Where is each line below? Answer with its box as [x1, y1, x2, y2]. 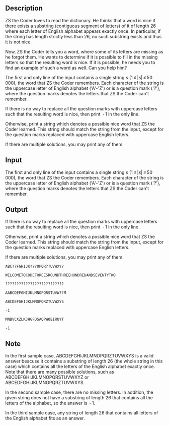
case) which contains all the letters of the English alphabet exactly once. [5, 363, 155, 370]
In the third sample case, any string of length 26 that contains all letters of [5, 410, 158, 416]
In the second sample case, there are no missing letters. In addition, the [5, 389, 153, 395]
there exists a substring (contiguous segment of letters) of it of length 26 [5, 23, 156, 29]
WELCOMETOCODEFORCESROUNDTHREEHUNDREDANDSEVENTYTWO [5, 273, 116, 278]
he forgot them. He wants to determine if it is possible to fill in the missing [5, 54, 158, 60]
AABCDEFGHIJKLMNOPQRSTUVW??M [5, 290, 66, 295]
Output [5, 205, 28, 214]
